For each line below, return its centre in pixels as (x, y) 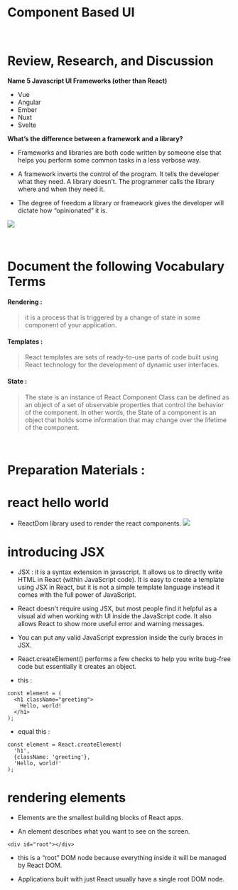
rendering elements (67, 798)
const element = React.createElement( (65, 745)
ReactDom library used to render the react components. (99, 523)
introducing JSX (56, 552)
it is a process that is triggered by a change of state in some (113, 317)
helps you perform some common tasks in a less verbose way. (109, 160)
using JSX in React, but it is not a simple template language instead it (119, 587)
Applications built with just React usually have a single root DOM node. (121, 879)
